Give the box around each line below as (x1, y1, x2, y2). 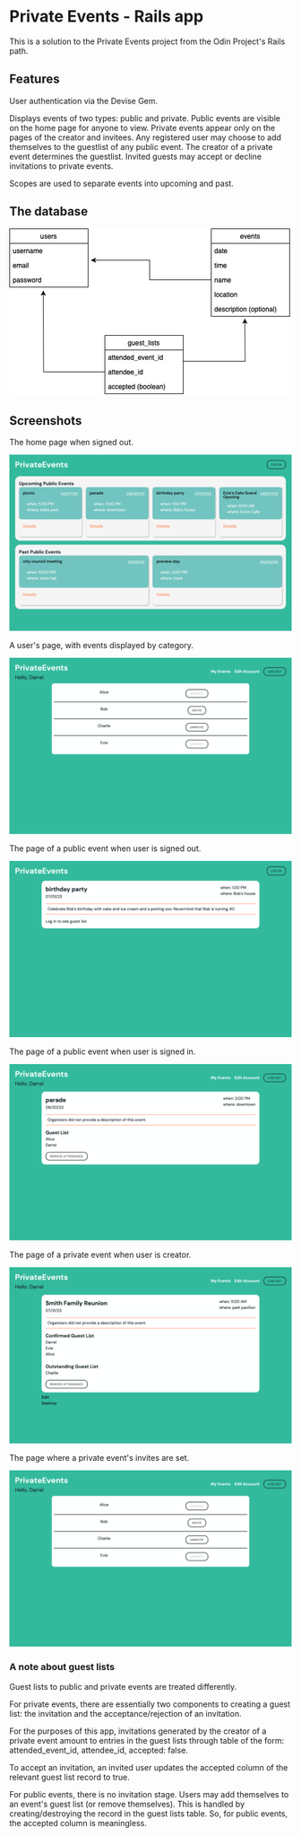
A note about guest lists (9, 1661, 116, 1674)
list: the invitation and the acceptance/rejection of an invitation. (9, 1708, 242, 1718)
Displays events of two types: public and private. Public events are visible (9, 112, 280, 123)
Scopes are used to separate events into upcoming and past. (9, 178, 235, 189)
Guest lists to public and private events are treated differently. (9, 1681, 237, 1692)
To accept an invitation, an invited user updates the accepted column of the (9, 1762, 288, 1772)
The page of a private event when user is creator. (9, 1250, 192, 1261)
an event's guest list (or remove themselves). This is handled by (9, 1798, 245, 1809)
